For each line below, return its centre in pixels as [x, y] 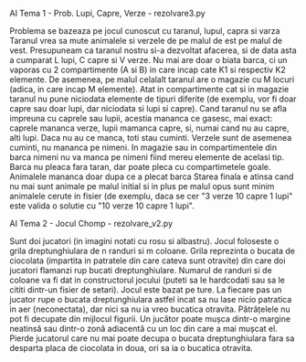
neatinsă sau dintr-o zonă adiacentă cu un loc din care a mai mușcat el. [144, 329]
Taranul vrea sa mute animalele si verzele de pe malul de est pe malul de [146, 41]
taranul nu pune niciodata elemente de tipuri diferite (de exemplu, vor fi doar [153, 99]
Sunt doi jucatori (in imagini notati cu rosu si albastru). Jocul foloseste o [144, 241]
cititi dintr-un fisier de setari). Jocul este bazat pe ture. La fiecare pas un [146, 290]
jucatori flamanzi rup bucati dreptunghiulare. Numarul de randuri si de [141, 270]
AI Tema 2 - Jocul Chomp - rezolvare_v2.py [91, 224]
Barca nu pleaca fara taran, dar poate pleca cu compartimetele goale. [140, 167]
